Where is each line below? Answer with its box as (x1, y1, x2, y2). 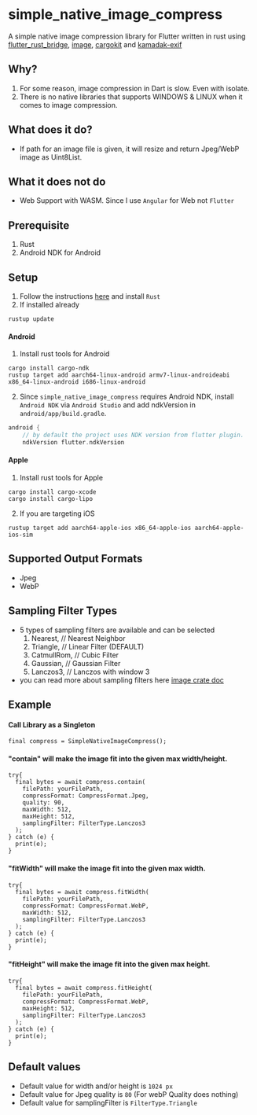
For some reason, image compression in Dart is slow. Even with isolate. (19, 83, 250, 93)
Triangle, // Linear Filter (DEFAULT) (31, 642, 145, 651)
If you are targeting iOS (19, 509, 96, 518)
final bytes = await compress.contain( (15, 778, 146, 786)
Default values (8, 1060, 81, 1074)
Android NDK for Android (19, 248, 101, 257)
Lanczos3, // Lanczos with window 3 (31, 667, 150, 676)
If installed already (19, 300, 80, 309)
